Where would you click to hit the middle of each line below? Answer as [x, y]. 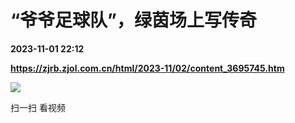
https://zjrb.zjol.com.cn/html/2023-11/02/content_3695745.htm [147, 68]
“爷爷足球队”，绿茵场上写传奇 [134, 20]
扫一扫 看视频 [38, 107]
